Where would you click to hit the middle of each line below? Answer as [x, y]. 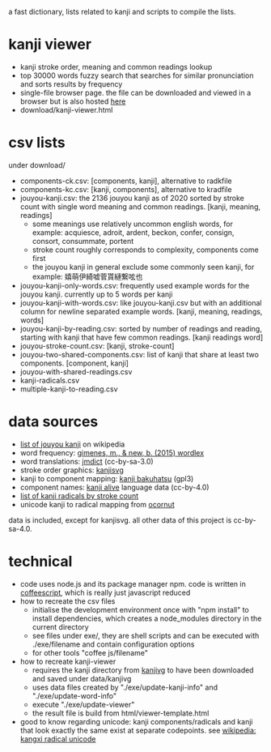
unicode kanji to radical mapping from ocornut [97, 504]
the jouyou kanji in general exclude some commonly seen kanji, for [143, 267]
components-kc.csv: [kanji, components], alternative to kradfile [126, 189]
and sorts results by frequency [71, 83]
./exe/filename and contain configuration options [113, 644]
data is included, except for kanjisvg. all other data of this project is [120, 520]
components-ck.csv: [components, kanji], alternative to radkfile [126, 181]
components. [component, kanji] [74, 363]
